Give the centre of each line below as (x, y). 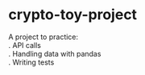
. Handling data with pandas (55, 53)
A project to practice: (43, 37)
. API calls (25, 45)
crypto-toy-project (73, 15)
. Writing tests (31, 62)
